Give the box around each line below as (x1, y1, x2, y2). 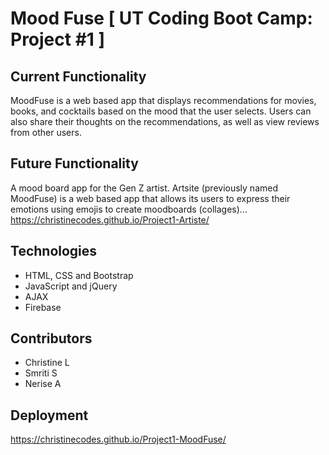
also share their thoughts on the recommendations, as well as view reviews (10, 116, 320, 127)
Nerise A (24, 378, 62, 390)
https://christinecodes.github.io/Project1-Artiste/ (10, 213, 210, 226)
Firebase (24, 301, 62, 313)
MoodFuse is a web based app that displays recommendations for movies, (10, 95, 317, 106)
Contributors (10, 330, 93, 347)
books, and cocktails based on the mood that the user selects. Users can (10, 105, 312, 117)
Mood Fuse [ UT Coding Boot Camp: (10, 7, 313, 30)
